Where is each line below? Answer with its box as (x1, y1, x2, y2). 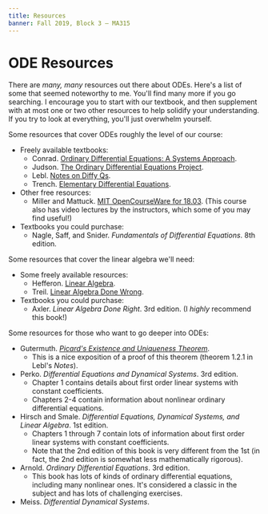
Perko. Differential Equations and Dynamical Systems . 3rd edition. (19, 370, 238, 379)
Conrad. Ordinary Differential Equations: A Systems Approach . (31, 154, 238, 164)
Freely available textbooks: (19, 145, 109, 155)
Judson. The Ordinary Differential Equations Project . (31, 162, 204, 172)
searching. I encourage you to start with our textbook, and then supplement (8, 97, 258, 107)
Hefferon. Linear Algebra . (31, 278, 116, 289)
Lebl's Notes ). (31, 361, 78, 370)
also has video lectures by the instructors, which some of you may (31, 205, 250, 215)
